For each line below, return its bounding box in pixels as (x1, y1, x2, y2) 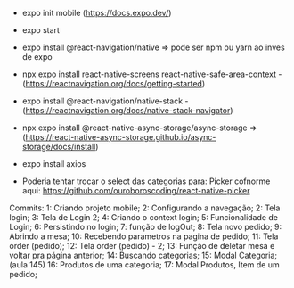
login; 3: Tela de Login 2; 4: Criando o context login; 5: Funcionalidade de (9, 212, 279, 222)
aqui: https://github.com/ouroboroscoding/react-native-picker (21, 185, 250, 195)
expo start (21, 25, 61, 35)
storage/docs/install (21, 142, 96, 152)
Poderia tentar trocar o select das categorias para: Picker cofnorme (21, 176, 271, 186)
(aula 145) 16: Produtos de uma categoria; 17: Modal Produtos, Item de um (9, 259, 281, 270)
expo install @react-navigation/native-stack (21, 95, 184, 106)
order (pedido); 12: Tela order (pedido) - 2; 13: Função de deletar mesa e (9, 241, 275, 251)
